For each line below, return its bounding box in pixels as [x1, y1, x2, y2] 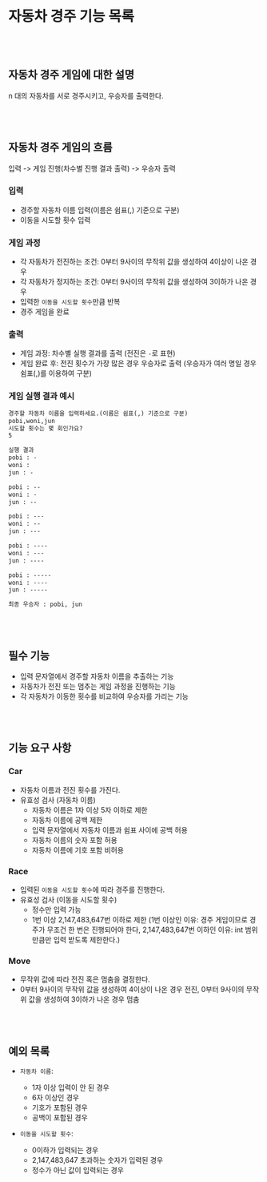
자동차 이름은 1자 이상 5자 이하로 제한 [31, 805, 148, 814]
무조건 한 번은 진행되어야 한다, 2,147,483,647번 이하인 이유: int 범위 [46, 925, 258, 934]
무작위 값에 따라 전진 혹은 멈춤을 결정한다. [19, 974, 150, 984]
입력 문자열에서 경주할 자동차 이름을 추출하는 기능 [19, 671, 174, 681]
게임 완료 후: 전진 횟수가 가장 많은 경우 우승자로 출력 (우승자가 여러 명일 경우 [19, 358, 257, 369]
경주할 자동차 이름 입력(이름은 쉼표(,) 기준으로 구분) [19, 205, 180, 215]
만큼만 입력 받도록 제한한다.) [31, 934, 121, 944]
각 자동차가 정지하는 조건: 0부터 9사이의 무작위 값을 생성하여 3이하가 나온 [19, 277, 249, 287]
